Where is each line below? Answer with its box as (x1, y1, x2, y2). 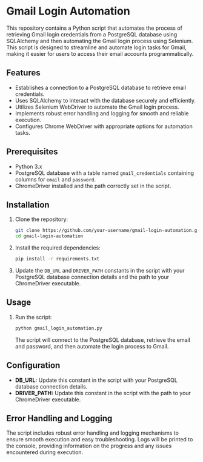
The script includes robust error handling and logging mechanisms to (6, 429, 179, 437)
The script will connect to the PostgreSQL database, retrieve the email (15, 336, 191, 344)
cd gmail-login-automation (15, 233, 84, 239)
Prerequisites (6, 147, 58, 157)
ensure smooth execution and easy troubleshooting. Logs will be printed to (6, 436, 193, 443)
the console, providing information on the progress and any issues (6, 442, 172, 450)
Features (6, 68, 41, 78)
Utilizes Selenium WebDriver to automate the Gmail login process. (15, 103, 180, 110)
